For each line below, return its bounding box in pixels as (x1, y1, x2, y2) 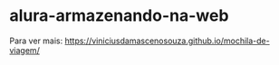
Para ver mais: (9, 35, 63, 46)
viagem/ (9, 44, 41, 55)
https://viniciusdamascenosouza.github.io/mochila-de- (64, 35, 270, 46)
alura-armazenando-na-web (9, 5, 229, 26)
